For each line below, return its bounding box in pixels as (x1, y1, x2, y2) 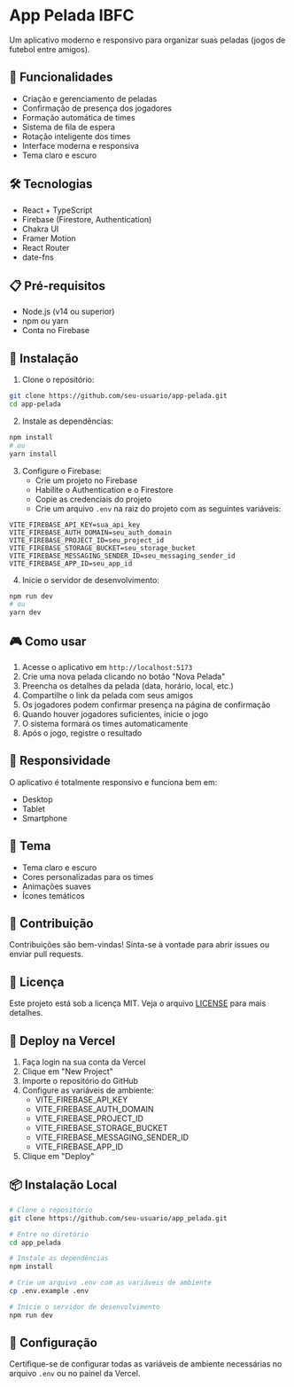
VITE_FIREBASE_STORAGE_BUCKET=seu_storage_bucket (9, 543, 197, 552)
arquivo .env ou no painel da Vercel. (9, 1368, 141, 1379)
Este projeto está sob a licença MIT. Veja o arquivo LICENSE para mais (9, 998, 267, 1009)
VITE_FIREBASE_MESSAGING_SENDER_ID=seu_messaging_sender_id (9, 551, 236, 560)
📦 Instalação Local (9, 1178, 118, 1193)
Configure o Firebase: (21, 465, 102, 476)
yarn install (9, 449, 58, 458)
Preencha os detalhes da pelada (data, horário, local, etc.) (21, 681, 235, 691)
